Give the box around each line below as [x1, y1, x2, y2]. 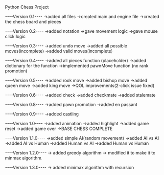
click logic [5, 34, 26, 39]
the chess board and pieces [5, 19, 61, 24]
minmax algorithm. [5, 155, 43, 161]
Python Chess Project [5, 4, 49, 10]
